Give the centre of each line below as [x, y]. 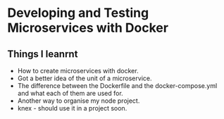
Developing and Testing [78, 13]
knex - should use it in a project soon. [72, 108]
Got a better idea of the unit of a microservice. [85, 78]
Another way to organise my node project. [79, 101]
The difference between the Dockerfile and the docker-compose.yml [117, 86]
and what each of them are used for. [70, 93]
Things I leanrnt [43, 54]
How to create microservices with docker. [78, 71]
